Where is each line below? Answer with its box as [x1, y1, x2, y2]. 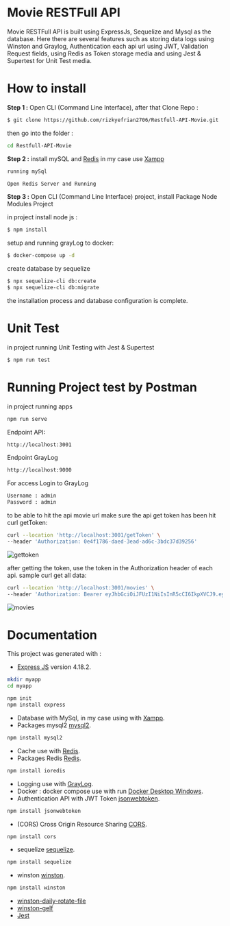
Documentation [7, 627, 98, 642]
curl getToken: [7, 519, 48, 526]
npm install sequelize [7, 859, 72, 866]
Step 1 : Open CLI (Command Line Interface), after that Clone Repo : [7, 103, 199, 111]
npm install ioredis [7, 767, 66, 774]
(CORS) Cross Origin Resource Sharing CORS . [16, 820, 147, 828]
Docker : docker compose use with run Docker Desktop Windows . [16, 787, 203, 795]
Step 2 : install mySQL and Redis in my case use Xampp [7, 154, 164, 162]
